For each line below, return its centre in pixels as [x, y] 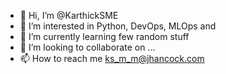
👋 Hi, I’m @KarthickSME [69, 15]
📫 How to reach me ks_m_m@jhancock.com [112, 58]
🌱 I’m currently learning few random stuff [104, 36]
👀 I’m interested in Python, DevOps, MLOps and [118, 26]
